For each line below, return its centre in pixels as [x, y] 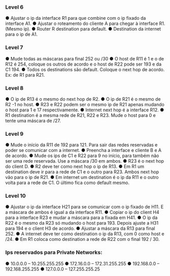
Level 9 [14, 134]
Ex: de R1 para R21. [25, 75]
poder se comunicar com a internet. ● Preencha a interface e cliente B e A [83, 150]
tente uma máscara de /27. [33, 120]
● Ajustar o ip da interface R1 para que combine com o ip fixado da [76, 18]
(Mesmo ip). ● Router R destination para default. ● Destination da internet [83, 29]
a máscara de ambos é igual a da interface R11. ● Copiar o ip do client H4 [82, 212]
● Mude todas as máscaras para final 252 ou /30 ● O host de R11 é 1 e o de [85, 58]
